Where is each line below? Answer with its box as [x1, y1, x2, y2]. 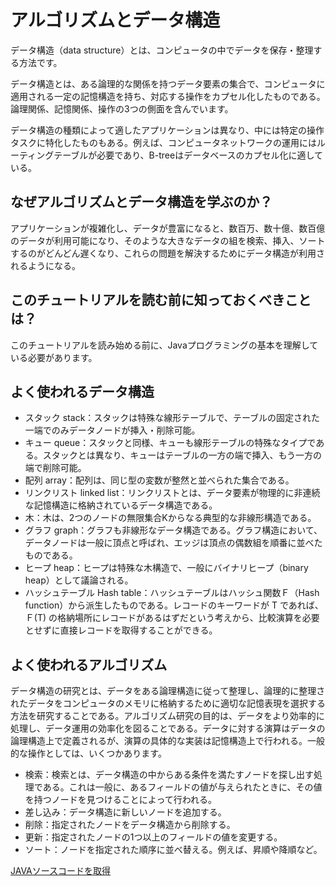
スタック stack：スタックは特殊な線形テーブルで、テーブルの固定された [24, 412, 321, 424]
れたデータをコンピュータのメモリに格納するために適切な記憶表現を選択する [10, 697, 326, 710]
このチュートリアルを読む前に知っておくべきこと [10, 292, 312, 309]
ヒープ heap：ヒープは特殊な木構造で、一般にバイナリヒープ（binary [24, 562, 309, 574]
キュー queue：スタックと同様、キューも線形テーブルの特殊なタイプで [24, 437, 317, 449]
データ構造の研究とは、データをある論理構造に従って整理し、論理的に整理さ [10, 685, 326, 697]
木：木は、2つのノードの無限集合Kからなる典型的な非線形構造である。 [24, 512, 317, 524]
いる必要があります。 [10, 351, 98, 363]
